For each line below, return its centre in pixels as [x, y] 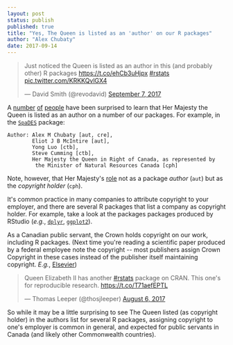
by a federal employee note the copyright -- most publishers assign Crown [114, 250]
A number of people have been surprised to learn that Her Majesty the [107, 107]
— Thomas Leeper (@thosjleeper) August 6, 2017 [95, 299]
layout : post [26, 14]
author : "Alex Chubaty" [42, 40]
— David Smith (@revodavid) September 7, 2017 [93, 94]
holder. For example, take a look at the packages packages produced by [110, 214]
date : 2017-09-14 [32, 46]
